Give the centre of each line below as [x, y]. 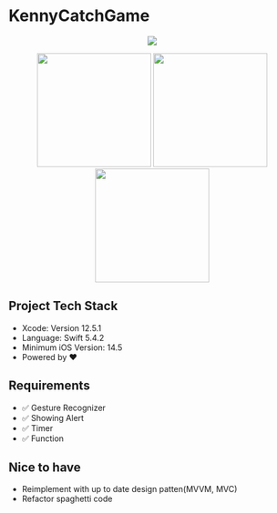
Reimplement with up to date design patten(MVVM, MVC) [129, 489]
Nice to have [45, 467]
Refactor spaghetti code [67, 499]
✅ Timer [37, 427]
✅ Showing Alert [52, 417]
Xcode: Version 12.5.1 [62, 327]
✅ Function [43, 438]
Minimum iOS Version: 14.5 [72, 347]
